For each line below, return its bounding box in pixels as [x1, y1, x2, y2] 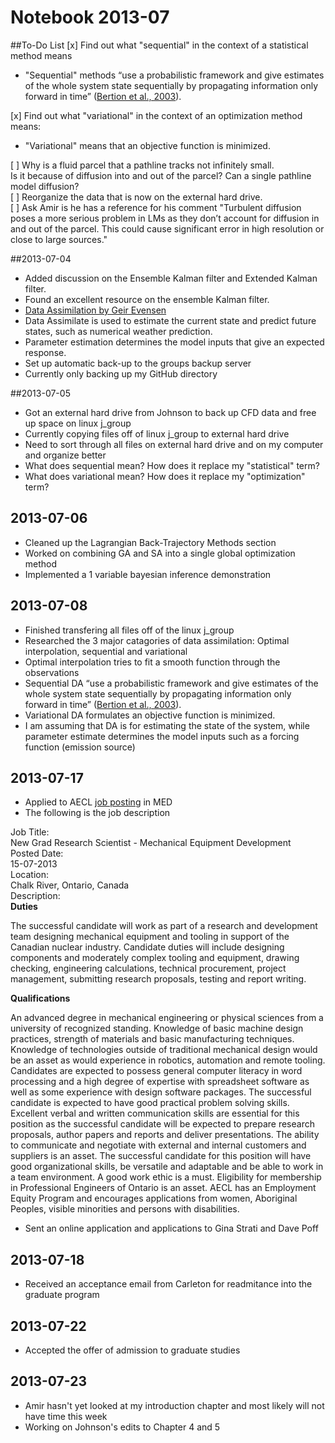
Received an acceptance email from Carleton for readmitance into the [24, 1278, 313, 1290]
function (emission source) [24, 741, 136, 753]
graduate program [24, 1289, 100, 1301]
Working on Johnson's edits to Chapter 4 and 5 [24, 1421, 221, 1433]
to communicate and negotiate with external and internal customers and [10, 1139, 307, 1151]
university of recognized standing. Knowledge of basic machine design [10, 1022, 304, 1035]
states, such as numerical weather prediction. [24, 325, 213, 337]
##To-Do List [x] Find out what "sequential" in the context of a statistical [10, 39, 309, 51]
